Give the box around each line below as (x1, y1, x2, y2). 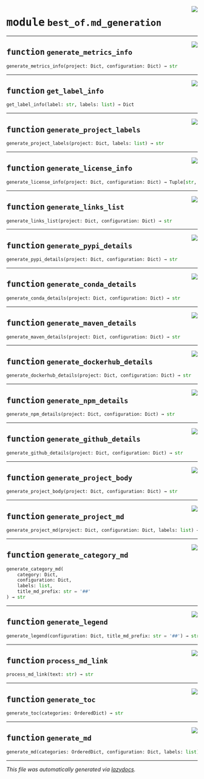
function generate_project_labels (6, 125, 141, 134)
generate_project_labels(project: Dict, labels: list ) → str (6, 141, 165, 147)
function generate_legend (6, 617, 108, 627)
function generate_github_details (6, 434, 141, 444)
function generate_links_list (6, 202, 124, 212)
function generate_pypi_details (6, 240, 132, 251)
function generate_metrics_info (6, 47, 132, 57)
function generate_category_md (6, 550, 129, 560)
